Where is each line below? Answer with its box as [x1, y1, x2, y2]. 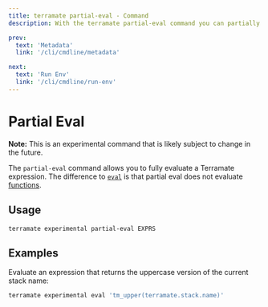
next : [8, 63, 26, 71]
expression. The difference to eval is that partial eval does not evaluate [8, 172, 243, 181]
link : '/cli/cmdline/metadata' [15, 49, 120, 57]
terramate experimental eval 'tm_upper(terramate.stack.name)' [8, 292, 225, 300]
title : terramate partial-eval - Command [8, 11, 149, 20]
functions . [8, 180, 42, 189]
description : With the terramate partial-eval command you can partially [8, 19, 261, 27]
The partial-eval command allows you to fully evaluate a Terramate [8, 163, 235, 172]
